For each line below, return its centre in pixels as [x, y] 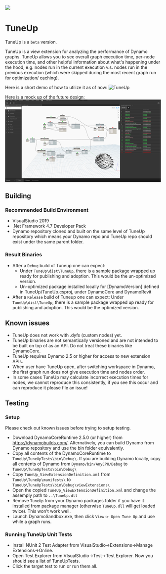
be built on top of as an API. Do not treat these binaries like [72, 345]
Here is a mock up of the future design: [45, 97]
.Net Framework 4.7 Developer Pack [49, 226]
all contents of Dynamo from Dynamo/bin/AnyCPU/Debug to [70, 464]
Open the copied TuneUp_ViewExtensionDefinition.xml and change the [84, 490]
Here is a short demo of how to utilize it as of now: [56, 87]
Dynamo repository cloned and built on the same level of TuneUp [79, 231]
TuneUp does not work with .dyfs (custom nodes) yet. [67, 335]
